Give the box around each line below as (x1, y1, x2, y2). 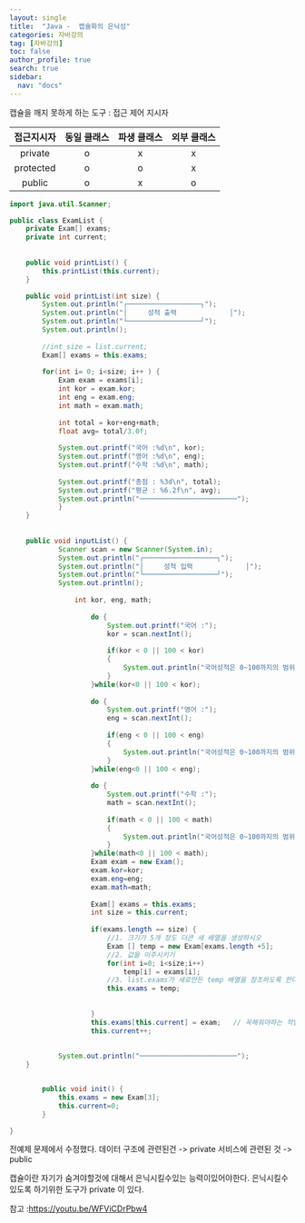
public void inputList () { (25, 536, 128, 545)
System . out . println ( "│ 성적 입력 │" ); (57, 562, 262, 571)
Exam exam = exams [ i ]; (57, 376, 144, 385)
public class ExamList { (9, 215, 103, 225)
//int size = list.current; (42, 342, 148, 351)
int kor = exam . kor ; (57, 384, 136, 393)
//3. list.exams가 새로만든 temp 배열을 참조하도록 (106, 976, 281, 985)
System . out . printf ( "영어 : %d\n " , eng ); (57, 452, 206, 462)
